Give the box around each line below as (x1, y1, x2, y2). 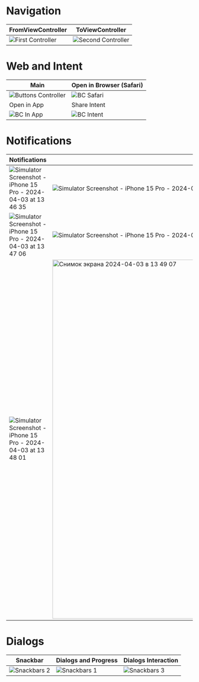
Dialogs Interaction (123, 656, 179, 664)
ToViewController (76, 26, 127, 34)
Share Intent (71, 100, 105, 109)
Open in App (9, 100, 44, 109)
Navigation (6, 4, 61, 18)
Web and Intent (6, 59, 83, 73)
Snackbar (15, 656, 44, 664)
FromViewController (9, 26, 68, 34)
